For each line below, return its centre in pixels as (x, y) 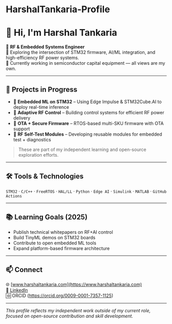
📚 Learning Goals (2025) (47, 217)
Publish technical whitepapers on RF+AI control (63, 232)
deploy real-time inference (41, 107)
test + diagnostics (32, 139)
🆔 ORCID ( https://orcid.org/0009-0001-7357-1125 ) (60, 296)
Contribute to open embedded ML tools (55, 243)
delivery (22, 118)
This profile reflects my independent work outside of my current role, (78, 311)
